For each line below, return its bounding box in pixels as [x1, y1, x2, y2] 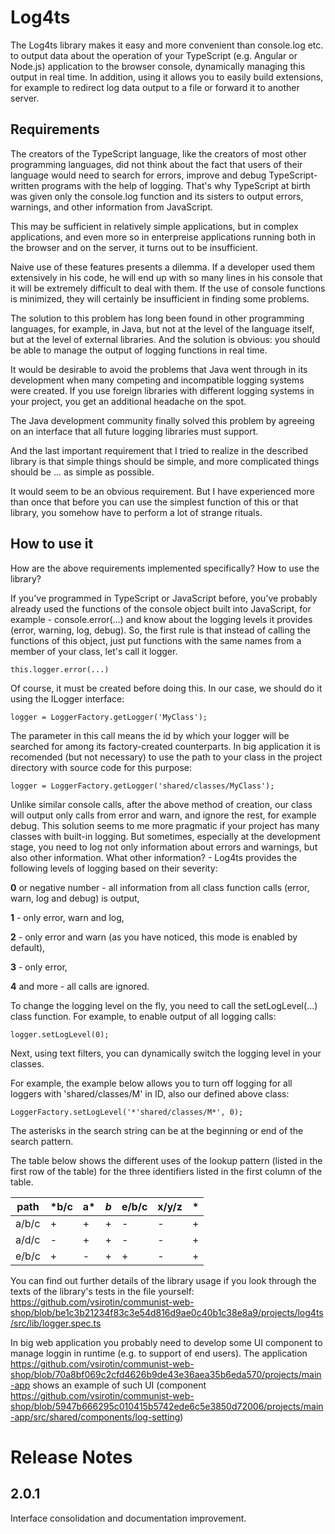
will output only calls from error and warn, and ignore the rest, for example [10, 809, 317, 821]
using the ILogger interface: [10, 692, 125, 705]
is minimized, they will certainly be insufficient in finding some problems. [10, 292, 310, 305]
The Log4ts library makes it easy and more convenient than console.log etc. [10, 39, 324, 51]
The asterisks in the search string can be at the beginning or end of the [10, 1124, 304, 1136]
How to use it [10, 536, 94, 553]
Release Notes [10, 1446, 133, 1468]
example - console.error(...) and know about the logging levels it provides [10, 613, 313, 625]
